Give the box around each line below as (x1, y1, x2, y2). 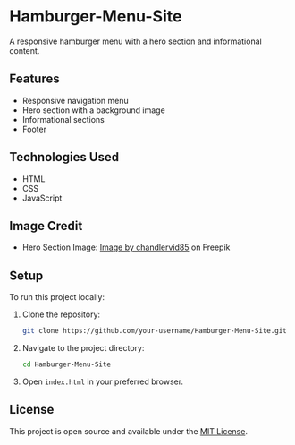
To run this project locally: (9, 292, 105, 303)
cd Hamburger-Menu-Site (21, 360, 112, 369)
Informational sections (21, 114, 105, 124)
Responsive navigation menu (21, 95, 130, 106)
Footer (21, 124, 47, 134)
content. (9, 45, 40, 56)
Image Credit (9, 218, 83, 234)
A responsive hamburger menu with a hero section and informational (9, 36, 262, 47)
